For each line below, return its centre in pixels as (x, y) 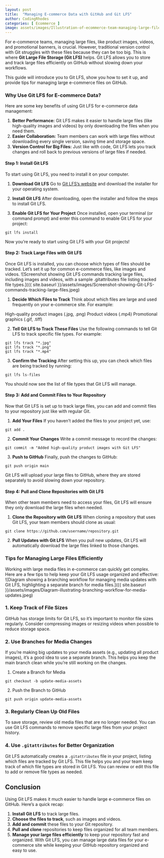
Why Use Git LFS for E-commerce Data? (53, 95)
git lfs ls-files (23, 375)
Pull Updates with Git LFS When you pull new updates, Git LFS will (79, 541)
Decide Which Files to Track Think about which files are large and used (84, 299)
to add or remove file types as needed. (44, 772)
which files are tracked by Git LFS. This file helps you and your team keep (79, 761)
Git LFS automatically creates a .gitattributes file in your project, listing (78, 756)
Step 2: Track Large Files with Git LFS (43, 253)
